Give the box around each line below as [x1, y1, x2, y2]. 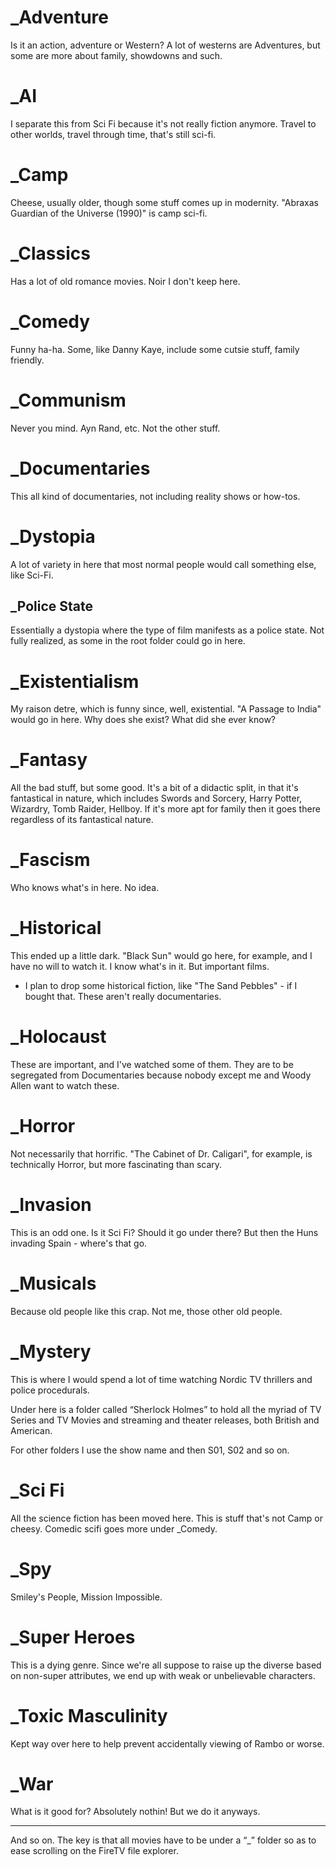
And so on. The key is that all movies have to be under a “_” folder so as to [10, 1834, 317, 1846]
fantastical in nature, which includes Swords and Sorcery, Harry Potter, [10, 792, 303, 805]
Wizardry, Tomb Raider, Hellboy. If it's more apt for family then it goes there [10, 803, 321, 815]
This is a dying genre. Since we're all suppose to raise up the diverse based [10, 1659, 322, 1671]
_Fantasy [10, 749, 88, 771]
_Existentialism [10, 670, 140, 693]
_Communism [10, 389, 127, 411]
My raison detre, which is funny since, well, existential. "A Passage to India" [10, 703, 322, 715]
